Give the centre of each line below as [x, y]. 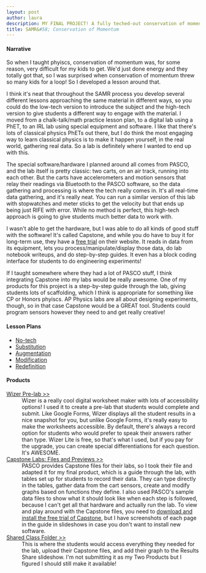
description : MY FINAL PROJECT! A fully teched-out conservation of [96, 23]
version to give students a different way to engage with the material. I [94, 114]
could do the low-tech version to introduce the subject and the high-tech [98, 107]
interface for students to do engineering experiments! [74, 261]
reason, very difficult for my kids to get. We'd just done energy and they [97, 69]
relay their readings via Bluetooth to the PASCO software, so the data [93, 184]
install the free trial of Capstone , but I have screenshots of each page [109, 518]
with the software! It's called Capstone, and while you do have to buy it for [100, 235]
